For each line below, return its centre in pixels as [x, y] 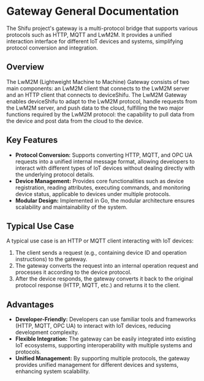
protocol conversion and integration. [52, 48]
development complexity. [47, 333]
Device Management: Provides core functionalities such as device [100, 181]
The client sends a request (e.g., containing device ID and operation [101, 253]
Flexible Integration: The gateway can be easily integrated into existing [105, 339]
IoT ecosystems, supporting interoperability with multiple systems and [104, 345]
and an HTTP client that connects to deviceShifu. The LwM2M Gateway [96, 95]
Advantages [30, 304]
